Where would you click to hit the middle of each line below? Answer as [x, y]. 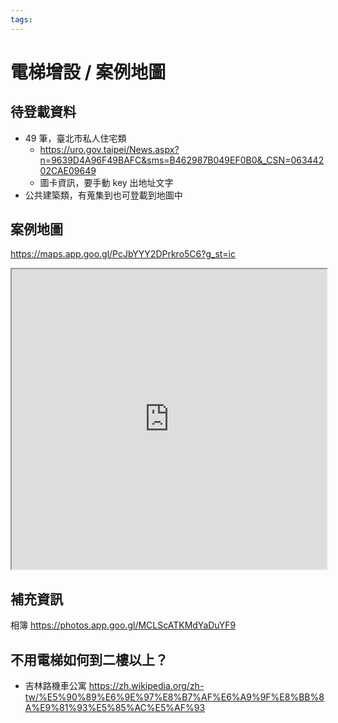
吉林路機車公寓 [55, 686]
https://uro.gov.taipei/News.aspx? [109, 149]
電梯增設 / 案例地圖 [88, 72]
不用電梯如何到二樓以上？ [89, 659]
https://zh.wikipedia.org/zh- [146, 686]
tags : [21, 19]
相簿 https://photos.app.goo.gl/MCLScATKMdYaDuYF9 [123, 625]
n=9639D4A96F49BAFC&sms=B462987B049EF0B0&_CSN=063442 [182, 160]
